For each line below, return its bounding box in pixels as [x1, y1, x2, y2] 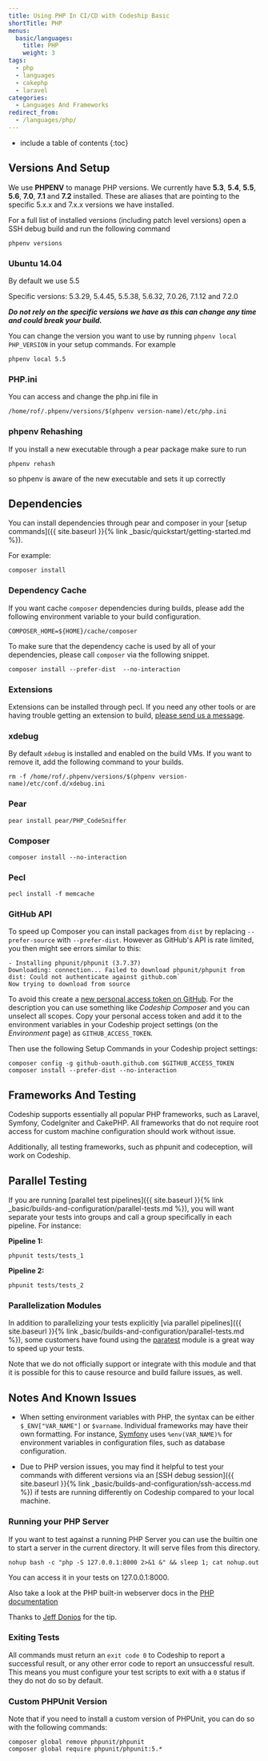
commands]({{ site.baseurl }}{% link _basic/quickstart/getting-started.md [8, 527, 251, 536]
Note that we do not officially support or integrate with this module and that [8, 1359, 257, 1369]
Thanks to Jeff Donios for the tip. [8, 1612, 118, 1621]
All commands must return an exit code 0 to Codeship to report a [8, 1650, 226, 1660]
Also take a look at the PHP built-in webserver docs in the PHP [8, 1588, 214, 1597]
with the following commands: [8, 1723, 108, 1732]
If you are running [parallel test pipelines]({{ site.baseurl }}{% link [8, 1196, 224, 1205]
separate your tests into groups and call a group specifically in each [8, 1212, 232, 1222]
